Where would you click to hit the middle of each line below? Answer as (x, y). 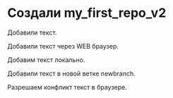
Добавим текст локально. (46, 60)
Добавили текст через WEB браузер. (63, 46)
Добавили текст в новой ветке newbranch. (71, 73)
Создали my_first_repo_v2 (87, 13)
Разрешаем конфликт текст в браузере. (67, 87)
